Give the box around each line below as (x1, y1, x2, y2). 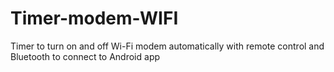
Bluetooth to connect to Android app (10, 50, 161, 62)
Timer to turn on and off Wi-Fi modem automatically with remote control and (10, 40, 325, 52)
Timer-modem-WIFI (10, 7, 179, 30)
